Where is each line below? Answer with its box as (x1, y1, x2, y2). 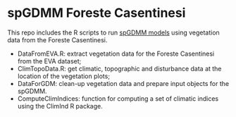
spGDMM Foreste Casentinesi (7, 5, 186, 21)
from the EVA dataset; (17, 56, 82, 65)
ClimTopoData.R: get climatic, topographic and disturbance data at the (17, 64, 222, 73)
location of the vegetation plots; (17, 72, 111, 80)
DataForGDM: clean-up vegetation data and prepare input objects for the (17, 79, 230, 87)
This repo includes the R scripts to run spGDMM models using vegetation (7, 28, 220, 37)
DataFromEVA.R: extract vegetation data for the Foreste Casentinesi (17, 49, 215, 58)
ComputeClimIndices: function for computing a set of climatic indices (17, 94, 219, 103)
